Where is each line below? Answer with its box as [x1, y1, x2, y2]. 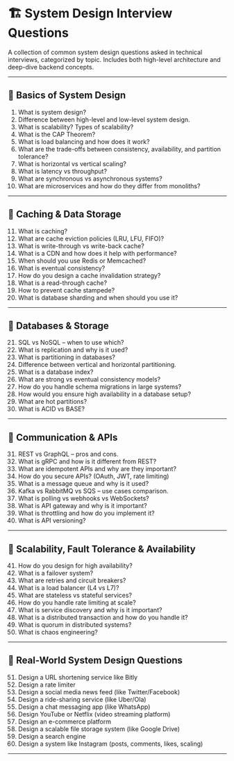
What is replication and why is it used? [17, 345, 128, 354]
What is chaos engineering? [17, 628, 98, 636]
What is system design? [17, 108, 86, 116]
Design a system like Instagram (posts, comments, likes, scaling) [17, 739, 203, 748]
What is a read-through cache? [17, 279, 107, 287]
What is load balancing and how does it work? [17, 137, 150, 146]
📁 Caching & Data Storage [8, 208, 122, 220]
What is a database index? [17, 368, 94, 376]
